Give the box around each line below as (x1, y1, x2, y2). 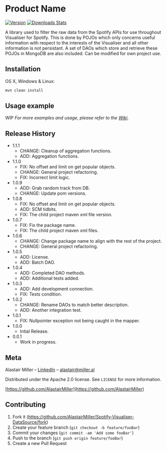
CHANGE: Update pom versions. (19, 190, 87, 196)
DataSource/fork (12, 419, 47, 425)
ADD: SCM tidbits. (19, 206, 57, 212)
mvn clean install (5, 88, 43, 93)
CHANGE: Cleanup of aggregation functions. (19, 148, 112, 154)
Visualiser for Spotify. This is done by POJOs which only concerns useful (5, 34, 156, 40)
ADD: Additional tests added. (19, 275, 79, 281)
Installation (5, 65, 41, 73)
